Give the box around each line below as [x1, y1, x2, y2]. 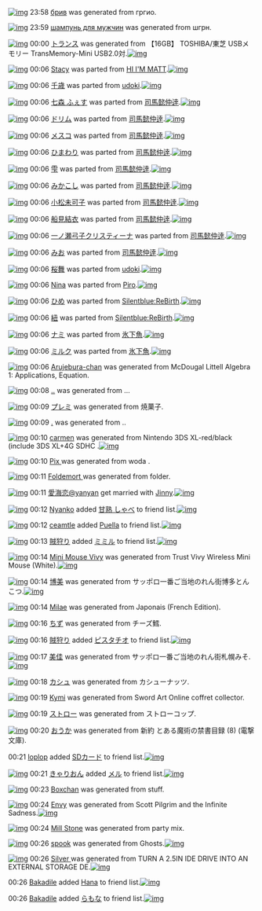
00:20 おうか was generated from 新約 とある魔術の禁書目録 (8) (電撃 [30, 725, 255, 735]
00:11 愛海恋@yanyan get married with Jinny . [30, 488, 175, 497]
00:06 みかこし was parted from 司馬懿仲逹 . [30, 181, 173, 190]
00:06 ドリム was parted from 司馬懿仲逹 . [30, 114, 166, 123]
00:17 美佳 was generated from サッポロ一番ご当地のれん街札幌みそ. [30, 652, 251, 661]
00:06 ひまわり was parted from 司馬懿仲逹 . [30, 148, 173, 156]
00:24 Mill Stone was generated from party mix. [30, 824, 185, 832]
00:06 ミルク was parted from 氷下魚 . [30, 347, 151, 355]
